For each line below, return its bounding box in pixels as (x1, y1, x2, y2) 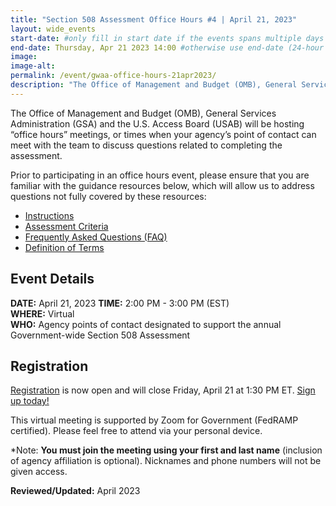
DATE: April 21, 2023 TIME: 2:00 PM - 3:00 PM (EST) (10, 297, 230, 309)
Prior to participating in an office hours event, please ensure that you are (10, 169, 310, 181)
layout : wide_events (10, 24, 97, 34)
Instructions (24, 209, 75, 221)
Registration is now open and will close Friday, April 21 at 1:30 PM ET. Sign (10, 384, 316, 396)
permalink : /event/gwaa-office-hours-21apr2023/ (10, 71, 217, 81)
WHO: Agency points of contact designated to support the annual (10, 318, 282, 330)
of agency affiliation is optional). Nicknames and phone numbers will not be (10, 455, 322, 467)
